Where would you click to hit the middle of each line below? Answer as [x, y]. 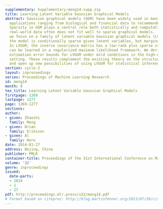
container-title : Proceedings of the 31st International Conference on [79, 158]
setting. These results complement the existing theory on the [74, 59]
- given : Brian [20, 127]
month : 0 [14, 86]
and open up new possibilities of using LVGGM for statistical [74, 64]
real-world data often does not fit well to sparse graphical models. [82, 32]
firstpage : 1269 [21, 95]
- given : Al [17, 136]
